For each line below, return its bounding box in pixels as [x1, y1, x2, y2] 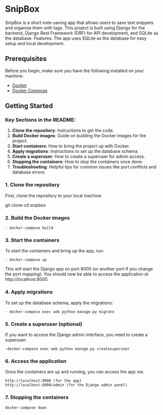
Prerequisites [5, 55, 47, 63]
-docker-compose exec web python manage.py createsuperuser [5, 346, 130, 351]
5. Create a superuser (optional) [5, 320, 82, 327]
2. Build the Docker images [5, 214, 70, 221]
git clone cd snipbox [5, 202, 46, 208]
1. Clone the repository [5, 181, 60, 188]
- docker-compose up [5, 257, 47, 263]
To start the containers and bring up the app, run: [5, 248, 104, 254]
